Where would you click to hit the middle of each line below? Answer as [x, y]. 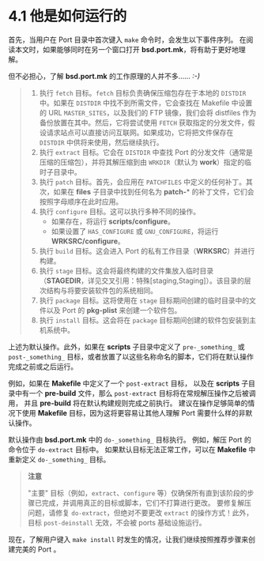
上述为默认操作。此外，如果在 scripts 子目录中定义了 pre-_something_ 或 [126, 346]
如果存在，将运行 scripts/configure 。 [113, 221]
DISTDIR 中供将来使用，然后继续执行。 [101, 142]
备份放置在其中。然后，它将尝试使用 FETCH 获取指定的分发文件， [144, 122]
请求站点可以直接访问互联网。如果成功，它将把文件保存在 [140, 132]
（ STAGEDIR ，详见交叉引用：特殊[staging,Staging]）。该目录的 [142, 280]
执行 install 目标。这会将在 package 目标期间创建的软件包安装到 [144, 320]
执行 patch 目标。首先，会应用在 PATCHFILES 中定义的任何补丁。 [143, 182]
